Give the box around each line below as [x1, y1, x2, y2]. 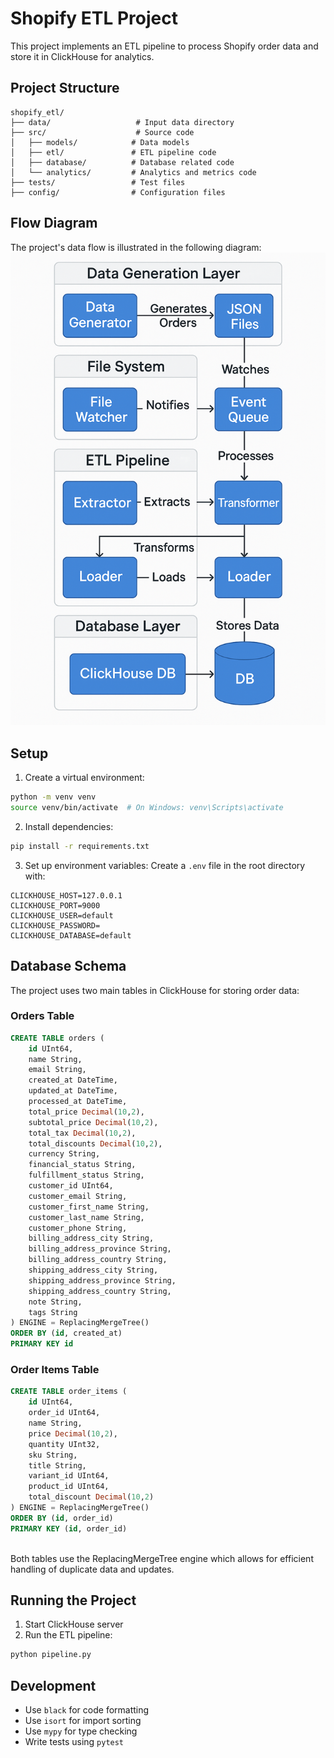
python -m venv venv [10, 792, 97, 802]
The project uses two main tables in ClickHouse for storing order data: [10, 984, 300, 996]
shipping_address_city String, [28, 1265, 159, 1276]
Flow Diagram [10, 215, 98, 232]
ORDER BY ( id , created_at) [10, 1328, 123, 1339]
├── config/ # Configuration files [10, 187, 226, 197]
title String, [28, 1460, 87, 1471]
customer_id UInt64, [28, 1181, 114, 1191]
